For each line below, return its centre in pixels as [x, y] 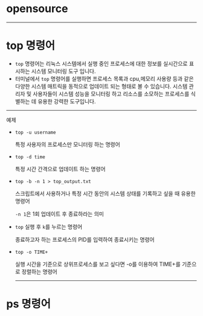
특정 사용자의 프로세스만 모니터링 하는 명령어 [68, 144]
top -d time [30, 157]
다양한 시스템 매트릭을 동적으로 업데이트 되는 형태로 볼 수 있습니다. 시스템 [101, 86]
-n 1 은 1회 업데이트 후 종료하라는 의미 [60, 214]
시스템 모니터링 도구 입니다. [63, 71]
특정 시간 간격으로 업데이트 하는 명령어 [60, 169]
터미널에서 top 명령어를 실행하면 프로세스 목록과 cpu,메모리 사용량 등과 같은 [105, 79]
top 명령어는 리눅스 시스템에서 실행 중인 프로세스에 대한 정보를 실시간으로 [101, 63]
